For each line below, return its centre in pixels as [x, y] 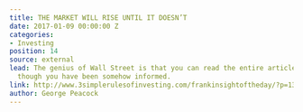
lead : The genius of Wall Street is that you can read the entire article [153, 69]
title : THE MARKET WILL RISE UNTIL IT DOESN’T [98, 18]
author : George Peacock [54, 93]
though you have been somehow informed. [94, 77]
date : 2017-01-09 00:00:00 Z [64, 26]
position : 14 [34, 51]
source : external [42, 60]
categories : [32, 34]
